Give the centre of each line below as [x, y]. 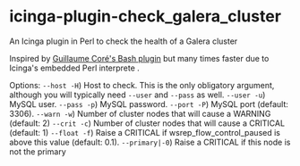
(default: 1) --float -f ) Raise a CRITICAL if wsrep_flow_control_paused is [145, 132]
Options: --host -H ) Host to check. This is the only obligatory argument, [142, 85]
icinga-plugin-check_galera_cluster [146, 17]
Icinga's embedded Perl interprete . [75, 68]
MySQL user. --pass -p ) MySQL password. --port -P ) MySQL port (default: [149, 104]
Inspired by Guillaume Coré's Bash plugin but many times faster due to [139, 58]
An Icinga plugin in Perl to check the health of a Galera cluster [124, 41]
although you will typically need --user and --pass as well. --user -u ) [137, 95]
